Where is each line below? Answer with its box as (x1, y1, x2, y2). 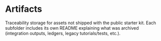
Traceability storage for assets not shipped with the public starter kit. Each (5, 20, 157, 26)
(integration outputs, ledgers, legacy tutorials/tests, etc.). (5, 30, 121, 36)
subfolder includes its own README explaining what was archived (5, 25, 139, 31)
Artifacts (5, 3, 42, 15)
